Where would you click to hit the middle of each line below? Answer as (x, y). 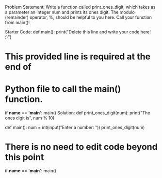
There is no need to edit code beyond (81, 147)
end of (18, 67)
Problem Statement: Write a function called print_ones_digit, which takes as (80, 7)
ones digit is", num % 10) (30, 118)
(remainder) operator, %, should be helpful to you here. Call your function (78, 17)
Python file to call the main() (63, 89)
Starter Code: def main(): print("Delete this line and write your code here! (78, 32)
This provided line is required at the (78, 57)
